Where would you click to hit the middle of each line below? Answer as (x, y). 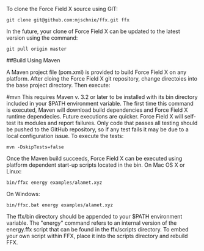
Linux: (14, 171)
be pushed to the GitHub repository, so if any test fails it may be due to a (98, 129)
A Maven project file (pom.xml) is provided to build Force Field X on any (97, 72)
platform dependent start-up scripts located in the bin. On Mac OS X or (96, 165)
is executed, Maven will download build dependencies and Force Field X (97, 110)
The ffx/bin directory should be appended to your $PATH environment (94, 216)
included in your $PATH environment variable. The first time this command (100, 104)
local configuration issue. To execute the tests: (65, 136)
